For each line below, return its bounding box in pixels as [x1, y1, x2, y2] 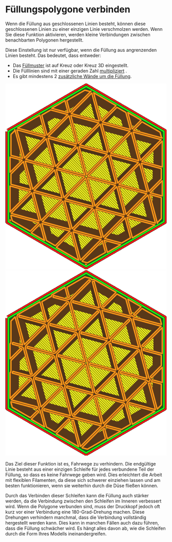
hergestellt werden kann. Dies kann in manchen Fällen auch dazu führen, [5, 520, 159, 526]
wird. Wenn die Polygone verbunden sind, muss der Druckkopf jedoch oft [5, 504, 160, 510]
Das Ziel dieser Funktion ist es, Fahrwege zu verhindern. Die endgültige [5, 461, 156, 467]
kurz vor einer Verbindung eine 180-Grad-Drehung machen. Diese [5, 509, 145, 515]
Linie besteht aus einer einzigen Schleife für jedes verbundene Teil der [5, 466, 155, 473]
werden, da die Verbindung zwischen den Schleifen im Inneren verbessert [5, 498, 162, 504]
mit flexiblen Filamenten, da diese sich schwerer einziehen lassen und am [5, 477, 161, 483]
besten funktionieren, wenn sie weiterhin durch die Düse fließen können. [5, 482, 159, 489]
